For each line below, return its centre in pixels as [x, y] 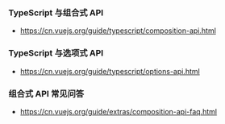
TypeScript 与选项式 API [56, 53]
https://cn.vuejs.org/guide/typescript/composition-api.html [118, 31]
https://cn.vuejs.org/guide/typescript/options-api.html [110, 71]
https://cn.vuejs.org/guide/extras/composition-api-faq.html [119, 111]
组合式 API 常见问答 [46, 93]
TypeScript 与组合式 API [56, 12]
